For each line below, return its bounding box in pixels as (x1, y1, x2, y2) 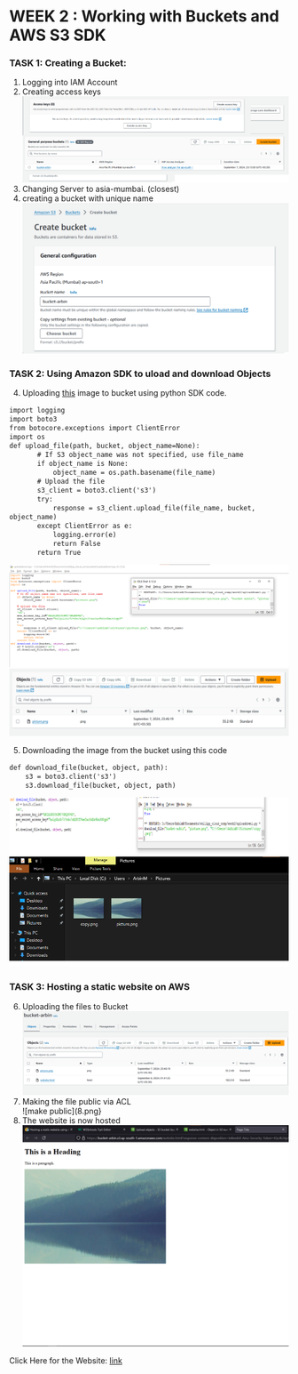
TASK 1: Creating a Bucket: (9, 57, 127, 69)
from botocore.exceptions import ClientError (9, 423, 180, 432)
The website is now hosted (21, 1114, 122, 1126)
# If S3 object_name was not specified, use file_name (36, 450, 244, 459)
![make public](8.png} (21, 1105, 102, 1116)
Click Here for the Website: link (9, 1354, 122, 1366)
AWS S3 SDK (9, 25, 106, 45)
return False (52, 539, 101, 548)
